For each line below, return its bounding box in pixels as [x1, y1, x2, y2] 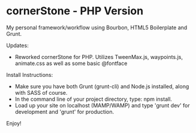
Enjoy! [6, 119, 22, 126]
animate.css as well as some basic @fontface [14, 60, 128, 67]
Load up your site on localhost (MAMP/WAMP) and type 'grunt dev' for [14, 101, 190, 109]
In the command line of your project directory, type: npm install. [14, 95, 173, 103]
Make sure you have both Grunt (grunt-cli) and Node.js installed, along [14, 82, 189, 90]
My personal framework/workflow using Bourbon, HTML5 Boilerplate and [6, 24, 188, 31]
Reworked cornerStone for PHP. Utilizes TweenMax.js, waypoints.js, [14, 53, 183, 60]
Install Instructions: [6, 71, 53, 78]
